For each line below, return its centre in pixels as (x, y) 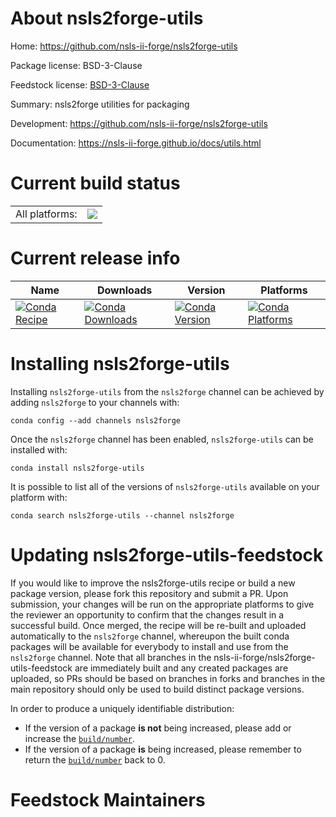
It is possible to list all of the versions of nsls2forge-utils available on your (165, 486)
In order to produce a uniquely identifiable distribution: (122, 708)
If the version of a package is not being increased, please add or (158, 728)
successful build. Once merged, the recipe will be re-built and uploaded (158, 625)
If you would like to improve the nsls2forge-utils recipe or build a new (153, 583)
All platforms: (46, 214)
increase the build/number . (80, 738)
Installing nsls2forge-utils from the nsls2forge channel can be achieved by (167, 391)
